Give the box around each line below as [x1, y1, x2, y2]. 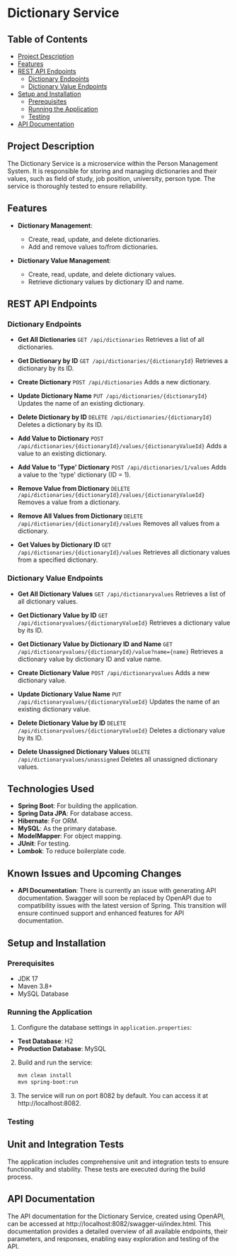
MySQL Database [17, 989, 69, 998]
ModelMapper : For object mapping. [17, 832, 122, 840]
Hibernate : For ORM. [17, 817, 79, 826]
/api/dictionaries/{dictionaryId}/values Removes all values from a [17, 519, 220, 528]
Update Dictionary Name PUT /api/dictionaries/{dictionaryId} [17, 391, 208, 400]
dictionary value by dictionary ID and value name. [17, 655, 163, 663]
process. [7, 1172, 33, 1181]
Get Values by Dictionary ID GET [17, 540, 112, 549]
